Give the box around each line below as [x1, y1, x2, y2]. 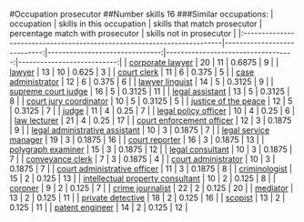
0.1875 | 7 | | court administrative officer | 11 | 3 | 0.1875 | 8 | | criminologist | [9, 164, 293, 174]
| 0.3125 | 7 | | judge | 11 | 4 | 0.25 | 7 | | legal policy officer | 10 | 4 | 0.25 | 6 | [9, 106, 296, 116]
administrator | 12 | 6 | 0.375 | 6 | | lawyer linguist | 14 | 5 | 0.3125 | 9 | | [9, 76, 274, 86]
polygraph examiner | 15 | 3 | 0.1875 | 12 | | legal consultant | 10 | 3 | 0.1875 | [9, 144, 293, 155]
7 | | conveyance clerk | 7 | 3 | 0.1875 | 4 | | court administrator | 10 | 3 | [9, 154, 276, 164]
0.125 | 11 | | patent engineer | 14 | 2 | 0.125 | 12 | [9, 202, 188, 213]
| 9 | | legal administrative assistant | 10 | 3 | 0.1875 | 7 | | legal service [9, 125, 270, 136]
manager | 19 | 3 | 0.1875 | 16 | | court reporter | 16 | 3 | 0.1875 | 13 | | [9, 135, 265, 145]
